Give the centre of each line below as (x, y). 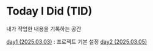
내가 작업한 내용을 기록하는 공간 (44, 29)
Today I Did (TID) (49, 11)
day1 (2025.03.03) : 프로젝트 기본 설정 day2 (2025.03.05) (77, 41)
